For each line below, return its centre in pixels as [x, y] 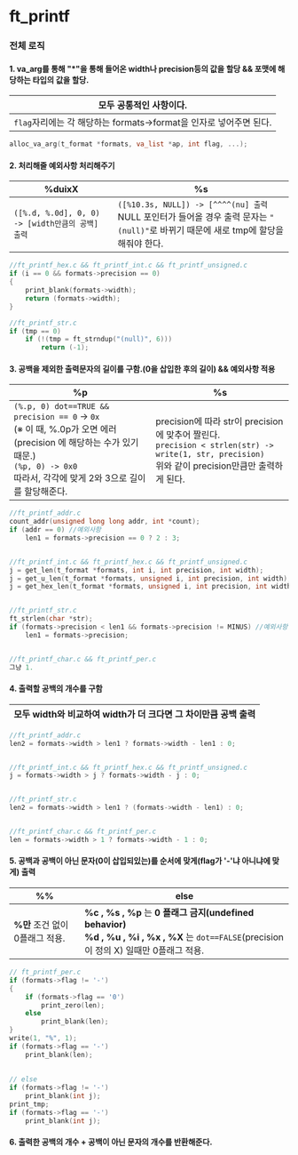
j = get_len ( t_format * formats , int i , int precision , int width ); [137, 570]
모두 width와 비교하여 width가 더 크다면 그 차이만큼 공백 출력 [135, 714]
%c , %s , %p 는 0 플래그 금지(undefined [169, 913]
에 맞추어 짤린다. [188, 435]
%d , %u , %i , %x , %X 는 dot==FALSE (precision [184, 937]
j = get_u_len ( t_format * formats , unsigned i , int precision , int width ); [150, 578]
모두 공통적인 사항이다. [143, 106]
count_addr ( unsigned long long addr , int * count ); [105, 522]
